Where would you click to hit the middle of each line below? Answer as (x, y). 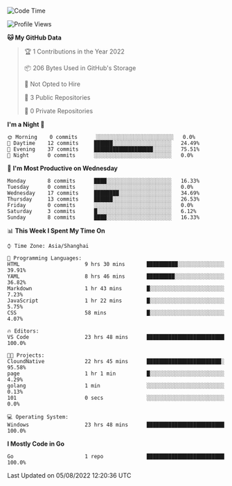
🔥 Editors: (23, 331)
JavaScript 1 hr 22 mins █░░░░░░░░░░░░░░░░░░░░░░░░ (116, 301)
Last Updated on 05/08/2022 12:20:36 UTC (69, 475)
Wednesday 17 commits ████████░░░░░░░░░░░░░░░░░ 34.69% (103, 193)
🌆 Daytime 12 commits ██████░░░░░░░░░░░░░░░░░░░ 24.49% (103, 143)
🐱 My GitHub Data (35, 37)
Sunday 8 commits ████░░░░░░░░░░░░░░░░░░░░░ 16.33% (103, 217)
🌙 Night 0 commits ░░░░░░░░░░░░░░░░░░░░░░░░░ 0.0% (100, 156)
